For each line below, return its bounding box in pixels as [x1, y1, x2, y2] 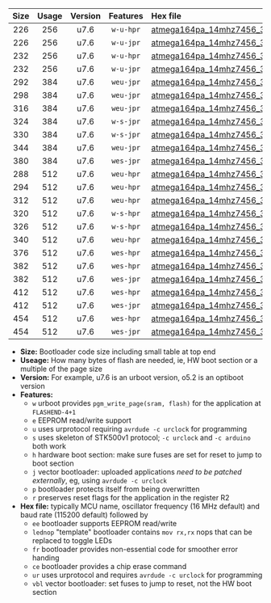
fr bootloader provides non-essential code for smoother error [31, 545, 238, 554]
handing [31, 553, 60, 563]
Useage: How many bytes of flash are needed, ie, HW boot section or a [19, 356, 258, 365]
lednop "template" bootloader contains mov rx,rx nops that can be [31, 527, 252, 537]
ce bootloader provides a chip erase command [31, 562, 187, 571]
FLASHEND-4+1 [31, 408, 77, 416]
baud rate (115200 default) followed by [19, 510, 148, 520]
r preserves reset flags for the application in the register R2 [31, 493, 230, 502]
